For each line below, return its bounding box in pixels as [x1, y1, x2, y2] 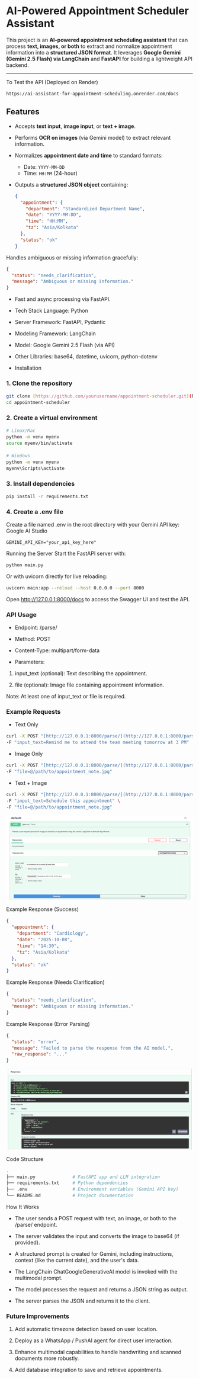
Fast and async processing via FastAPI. [14, 296, 111, 303]
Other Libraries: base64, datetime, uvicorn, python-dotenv [14, 353, 158, 360]
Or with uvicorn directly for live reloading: [6, 573, 108, 580]
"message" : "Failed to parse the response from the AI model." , [11, 1045, 174, 1051]
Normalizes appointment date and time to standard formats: [14, 152, 163, 159]
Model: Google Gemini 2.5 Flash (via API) [14, 342, 115, 349]
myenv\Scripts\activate [6, 465, 65, 472]
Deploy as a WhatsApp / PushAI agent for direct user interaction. [14, 1337, 173, 1344]
